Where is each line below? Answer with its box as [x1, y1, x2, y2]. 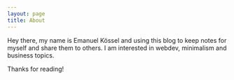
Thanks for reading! [7, 65, 64, 73]
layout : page [7, 10, 46, 18]
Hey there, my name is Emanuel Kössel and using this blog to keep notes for [7, 36, 227, 44]
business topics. [7, 51, 55, 60]
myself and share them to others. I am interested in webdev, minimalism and [7, 44, 227, 52]
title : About [7, 17, 46, 24]
